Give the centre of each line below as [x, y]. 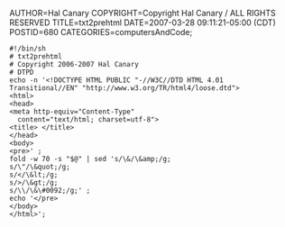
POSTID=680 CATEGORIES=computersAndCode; [101, 32]
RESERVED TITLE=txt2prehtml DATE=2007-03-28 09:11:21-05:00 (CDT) [143, 23]
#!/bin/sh [28, 49]
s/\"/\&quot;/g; [40, 167]
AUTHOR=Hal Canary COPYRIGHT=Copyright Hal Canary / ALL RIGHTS [143, 13]
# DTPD [22, 72]
